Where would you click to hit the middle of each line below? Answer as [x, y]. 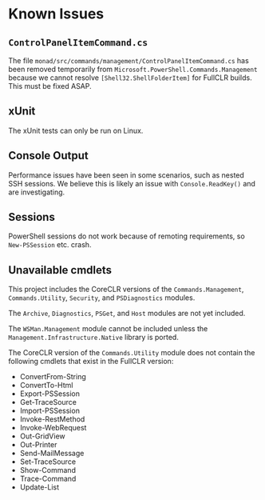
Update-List [40, 487]
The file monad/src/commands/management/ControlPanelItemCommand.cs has [129, 60]
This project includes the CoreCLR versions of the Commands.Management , [126, 290]
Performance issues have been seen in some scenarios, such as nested [127, 175]
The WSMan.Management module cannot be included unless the [108, 329]
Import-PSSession [49, 411]
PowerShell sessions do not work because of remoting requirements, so [127, 236]
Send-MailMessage [52, 454]
